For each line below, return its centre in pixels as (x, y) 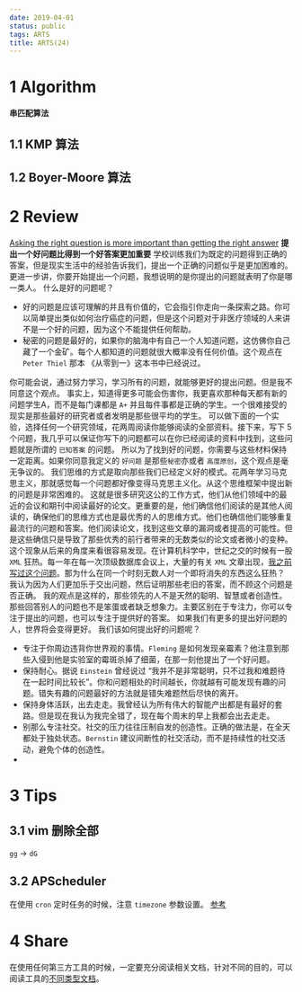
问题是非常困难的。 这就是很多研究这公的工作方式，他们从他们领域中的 (148, 494)
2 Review (44, 217)
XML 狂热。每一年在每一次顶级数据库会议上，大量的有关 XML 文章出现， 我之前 (151, 562)
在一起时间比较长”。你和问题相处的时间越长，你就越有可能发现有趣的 (150, 682)
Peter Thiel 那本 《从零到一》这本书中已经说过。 (114, 363)
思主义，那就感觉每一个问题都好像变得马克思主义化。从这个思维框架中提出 (147, 483)
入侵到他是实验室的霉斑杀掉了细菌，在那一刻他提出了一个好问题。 (152, 659)
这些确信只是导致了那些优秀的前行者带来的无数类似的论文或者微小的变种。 (155, 539)
